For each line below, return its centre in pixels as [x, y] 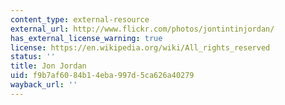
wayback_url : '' [44, 85]
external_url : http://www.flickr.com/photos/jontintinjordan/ [142, 29]
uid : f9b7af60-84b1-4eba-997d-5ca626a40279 [102, 76]
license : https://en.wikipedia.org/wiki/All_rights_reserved [140, 47]
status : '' [33, 57]
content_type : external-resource [80, 19]
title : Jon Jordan [48, 66]
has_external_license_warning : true [86, 38]
